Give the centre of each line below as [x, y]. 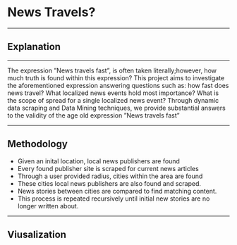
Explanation [34, 47]
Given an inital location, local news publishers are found [98, 161]
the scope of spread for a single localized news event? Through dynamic [113, 100]
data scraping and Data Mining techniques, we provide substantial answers [116, 108]
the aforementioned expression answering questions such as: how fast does [118, 85]
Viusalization [37, 234]
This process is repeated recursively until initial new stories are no [114, 199]
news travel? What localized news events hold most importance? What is [113, 93]
